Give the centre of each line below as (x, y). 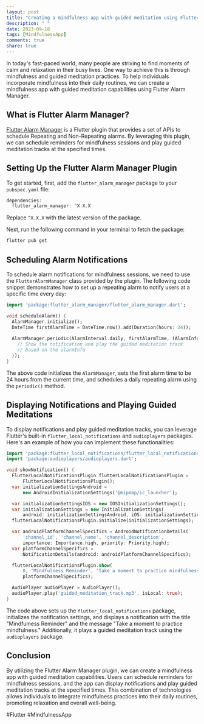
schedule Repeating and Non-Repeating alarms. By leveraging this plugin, (99, 136)
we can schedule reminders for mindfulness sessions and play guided (94, 142)
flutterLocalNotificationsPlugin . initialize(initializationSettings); (103, 521)
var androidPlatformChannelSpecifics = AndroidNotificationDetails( (100, 532)
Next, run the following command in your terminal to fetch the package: (96, 230)
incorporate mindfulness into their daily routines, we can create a (88, 82)
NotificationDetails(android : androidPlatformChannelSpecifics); (107, 554)
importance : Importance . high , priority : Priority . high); (96, 543)
